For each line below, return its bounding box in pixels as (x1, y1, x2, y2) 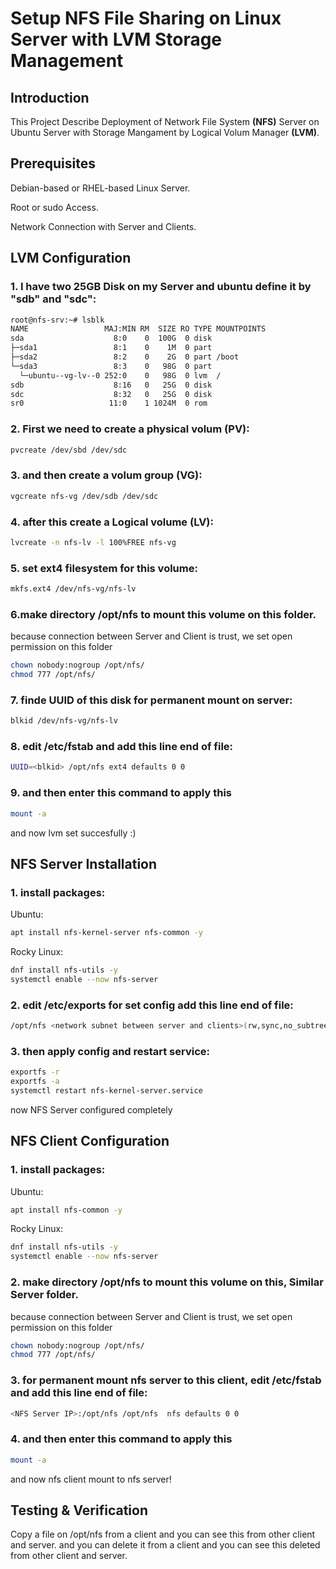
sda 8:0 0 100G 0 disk (10, 333, 213, 344)
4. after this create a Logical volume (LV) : (10, 515, 214, 529)
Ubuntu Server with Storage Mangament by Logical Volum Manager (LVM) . (10, 127, 320, 138)
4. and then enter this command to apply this (10, 1432, 233, 1446)
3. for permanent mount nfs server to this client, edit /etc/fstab (10, 1373, 322, 1387)
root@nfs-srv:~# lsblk (10, 315, 105, 325)
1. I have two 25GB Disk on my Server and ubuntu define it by (10, 280, 312, 294)
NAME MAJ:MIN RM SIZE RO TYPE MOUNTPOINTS (10, 324, 267, 334)
